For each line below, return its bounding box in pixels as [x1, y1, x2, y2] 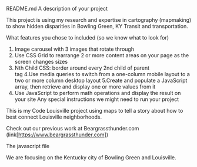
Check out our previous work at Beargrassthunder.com [6, 125, 139, 132]
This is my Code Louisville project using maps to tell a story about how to [6, 107, 183, 114]
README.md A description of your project [6, 5, 108, 12]
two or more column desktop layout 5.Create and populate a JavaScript [14, 77, 188, 84]
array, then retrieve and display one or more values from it [14, 83, 156, 90]
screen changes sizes [14, 58, 68, 65]
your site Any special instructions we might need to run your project [14, 96, 179, 103]
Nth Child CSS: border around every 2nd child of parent [14, 64, 150, 71]
